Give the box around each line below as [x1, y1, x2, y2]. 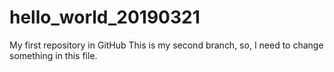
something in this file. [9, 49, 98, 61]
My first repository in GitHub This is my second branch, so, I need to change [9, 39, 324, 51]
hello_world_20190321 [9, 6, 201, 29]
